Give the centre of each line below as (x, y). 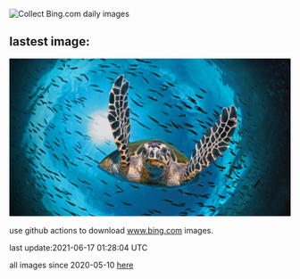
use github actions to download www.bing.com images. (112, 231)
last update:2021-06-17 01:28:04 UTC (79, 248)
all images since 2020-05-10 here (71, 265)
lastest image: (50, 41)
